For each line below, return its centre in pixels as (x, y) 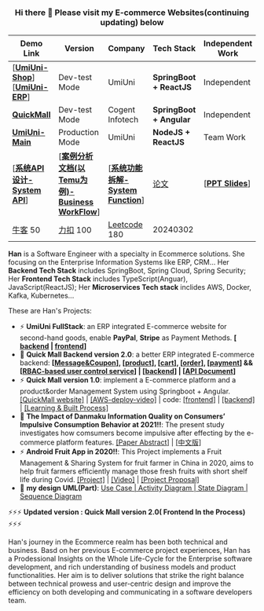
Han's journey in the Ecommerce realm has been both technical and (118, 542)
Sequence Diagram (51, 496)
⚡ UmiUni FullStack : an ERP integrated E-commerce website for (123, 327)
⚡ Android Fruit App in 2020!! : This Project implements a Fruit (121, 452)
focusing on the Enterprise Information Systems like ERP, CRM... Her (119, 262)
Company (126, 49)
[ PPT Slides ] (227, 184)
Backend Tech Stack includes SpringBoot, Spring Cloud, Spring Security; (127, 271)
